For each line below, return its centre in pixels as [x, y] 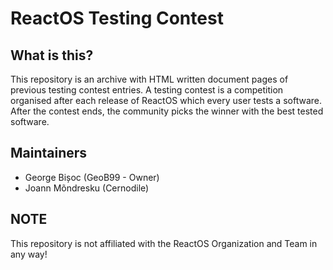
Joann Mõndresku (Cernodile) [87, 188]
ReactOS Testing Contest [117, 18]
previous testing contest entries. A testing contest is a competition [147, 90]
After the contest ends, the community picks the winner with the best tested [167, 111]
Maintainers [49, 153]
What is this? [52, 55]
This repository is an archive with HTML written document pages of [149, 79]
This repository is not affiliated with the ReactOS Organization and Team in [164, 243]
